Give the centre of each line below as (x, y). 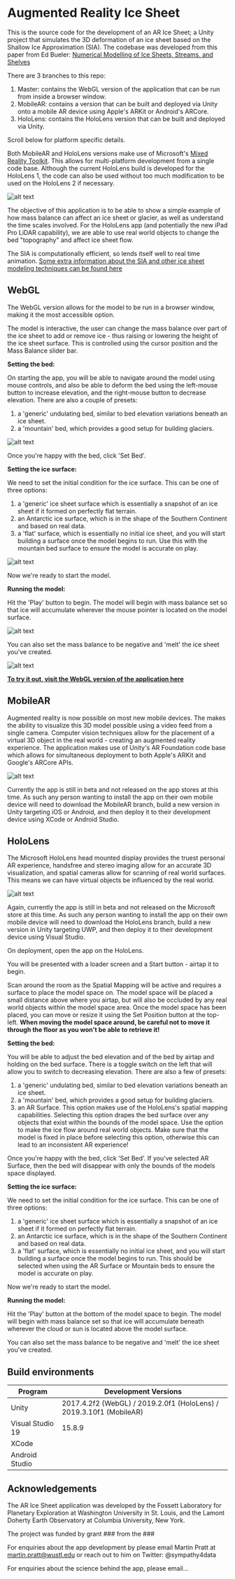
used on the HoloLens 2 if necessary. (61, 183)
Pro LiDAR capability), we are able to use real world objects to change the (113, 232)
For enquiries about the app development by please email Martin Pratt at (112, 1547)
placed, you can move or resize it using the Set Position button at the (107, 1015)
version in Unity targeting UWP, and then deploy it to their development (110, 930)
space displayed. (32, 1173)
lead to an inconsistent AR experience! (73, 1145)
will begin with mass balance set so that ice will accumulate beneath (106, 1322)
